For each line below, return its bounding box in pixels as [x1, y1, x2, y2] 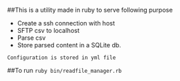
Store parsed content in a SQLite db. [17, 41, 121, 49]
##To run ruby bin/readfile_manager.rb [7, 67, 123, 74]
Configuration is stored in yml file [7, 54, 116, 61]
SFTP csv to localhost [17, 27, 80, 34]
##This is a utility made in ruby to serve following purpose [7, 6, 173, 14]
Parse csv [17, 34, 46, 42]
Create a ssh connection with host [17, 19, 116, 27]
